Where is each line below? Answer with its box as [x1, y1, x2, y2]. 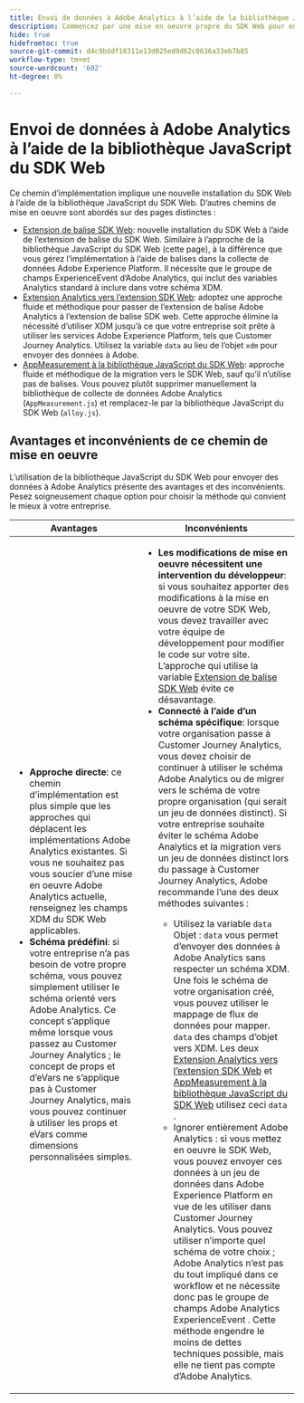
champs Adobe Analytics [173, 1302, 280, 1314]
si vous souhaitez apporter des [157, 580, 290, 593]
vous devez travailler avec [157, 614, 270, 626]
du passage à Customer [157, 863, 260, 875]
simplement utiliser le [29, 980, 120, 993]
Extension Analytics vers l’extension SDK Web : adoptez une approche [22, 291, 283, 302]
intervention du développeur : [157, 568, 287, 581]
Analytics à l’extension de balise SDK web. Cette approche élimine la [22, 310, 279, 321]
